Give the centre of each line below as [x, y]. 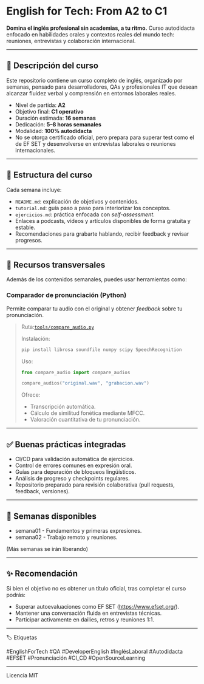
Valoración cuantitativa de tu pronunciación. [85, 420]
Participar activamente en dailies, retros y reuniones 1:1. [85, 619]
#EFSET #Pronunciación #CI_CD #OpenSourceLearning [76, 658]
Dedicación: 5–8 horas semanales [58, 124]
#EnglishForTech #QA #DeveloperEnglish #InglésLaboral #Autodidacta [95, 651]
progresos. [29, 240]
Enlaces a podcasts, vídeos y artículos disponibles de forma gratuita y [103, 221]
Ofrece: [31, 395]
